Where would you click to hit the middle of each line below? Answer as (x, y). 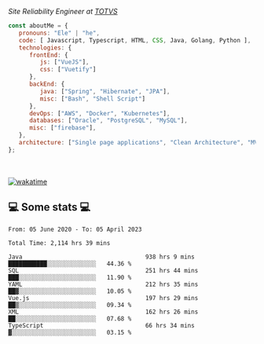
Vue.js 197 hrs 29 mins (103, 298)
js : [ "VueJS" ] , (64, 62)
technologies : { (45, 48)
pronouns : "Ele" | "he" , (59, 33)
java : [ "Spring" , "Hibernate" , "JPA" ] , (105, 91)
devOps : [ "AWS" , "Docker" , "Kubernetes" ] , (99, 113)
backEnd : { (47, 84)
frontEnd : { (48, 55)
